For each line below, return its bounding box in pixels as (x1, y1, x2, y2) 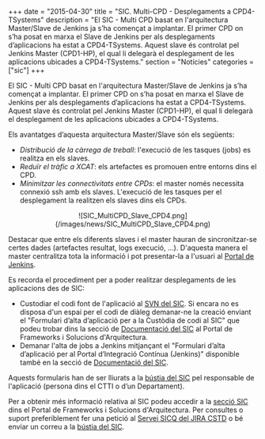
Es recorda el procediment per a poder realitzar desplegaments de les (8, 275, 237, 284)
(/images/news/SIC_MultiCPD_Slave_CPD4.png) (55, 219, 211, 229)
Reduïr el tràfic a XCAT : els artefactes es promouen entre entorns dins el (19, 162, 257, 171)
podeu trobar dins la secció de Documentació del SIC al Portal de (19, 324, 233, 333)
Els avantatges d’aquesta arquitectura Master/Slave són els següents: (8, 130, 235, 139)
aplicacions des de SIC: (8, 284, 85, 293)
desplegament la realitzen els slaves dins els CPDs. (19, 195, 187, 205)
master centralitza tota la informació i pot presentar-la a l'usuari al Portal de (8, 252, 255, 260)
